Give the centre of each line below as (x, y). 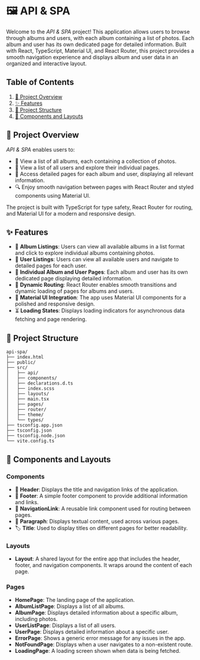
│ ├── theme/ (25, 415)
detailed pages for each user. (51, 266)
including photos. (36, 619)
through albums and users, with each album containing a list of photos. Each (100, 38)
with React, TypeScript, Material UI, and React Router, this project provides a (100, 50)
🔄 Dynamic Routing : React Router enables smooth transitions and (96, 285)
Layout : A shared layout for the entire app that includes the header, (97, 559)
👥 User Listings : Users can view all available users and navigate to (97, 259)
